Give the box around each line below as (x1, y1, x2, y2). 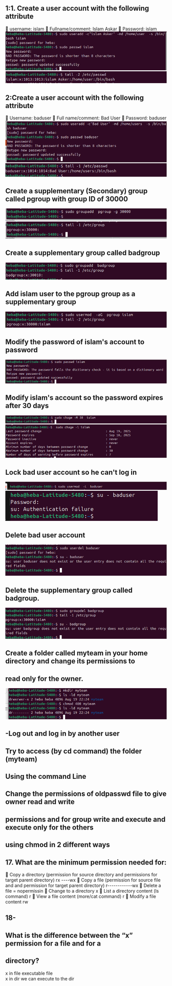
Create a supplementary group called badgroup (5, 249, 160, 257)
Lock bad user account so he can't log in (5, 468, 137, 476)
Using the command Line (5, 772, 87, 781)
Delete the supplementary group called (5, 586, 133, 594)
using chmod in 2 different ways (5, 840, 110, 849)
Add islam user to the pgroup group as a (5, 290, 136, 298)
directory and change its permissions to (5, 657, 136, 666)
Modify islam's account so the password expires (5, 393, 163, 402)
